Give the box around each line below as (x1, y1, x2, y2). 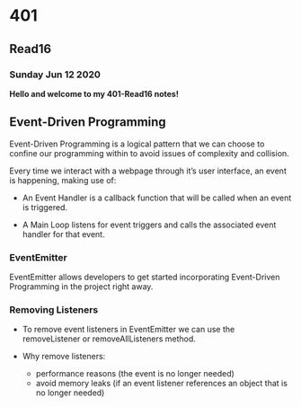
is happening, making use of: (9, 174, 117, 185)
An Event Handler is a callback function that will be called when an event (22, 192, 292, 203)
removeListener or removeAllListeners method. (22, 333, 196, 344)
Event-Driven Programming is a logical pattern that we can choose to (9, 138, 265, 149)
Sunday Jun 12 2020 (9, 68, 102, 81)
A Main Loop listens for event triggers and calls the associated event (22, 219, 277, 230)
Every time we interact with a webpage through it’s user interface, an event (9, 165, 288, 176)
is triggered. (22, 201, 68, 212)
